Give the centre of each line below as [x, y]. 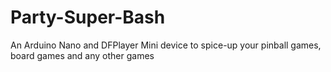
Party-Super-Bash [88, 17]
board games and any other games [82, 55]
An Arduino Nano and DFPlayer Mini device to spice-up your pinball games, [166, 45]
